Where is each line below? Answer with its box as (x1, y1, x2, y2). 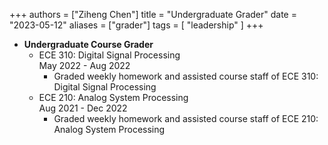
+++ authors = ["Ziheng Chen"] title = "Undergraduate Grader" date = (9, 9, 297, 20)
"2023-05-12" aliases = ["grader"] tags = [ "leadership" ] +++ (9, 19, 264, 31)
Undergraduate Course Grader (23, 39, 154, 50)
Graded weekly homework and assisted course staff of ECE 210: (53, 113, 319, 124)
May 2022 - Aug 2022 (38, 60, 131, 71)
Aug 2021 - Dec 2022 (38, 102, 128, 114)
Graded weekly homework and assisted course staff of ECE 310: (53, 70, 319, 82)
